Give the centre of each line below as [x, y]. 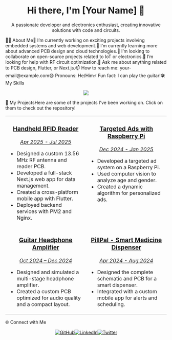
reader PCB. [31, 166]
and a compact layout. [43, 304]
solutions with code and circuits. [86, 30]
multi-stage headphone [45, 278]
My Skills [15, 83]
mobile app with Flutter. [45, 199]
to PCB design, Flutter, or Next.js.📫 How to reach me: [62, 68]
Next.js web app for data [46, 179]
